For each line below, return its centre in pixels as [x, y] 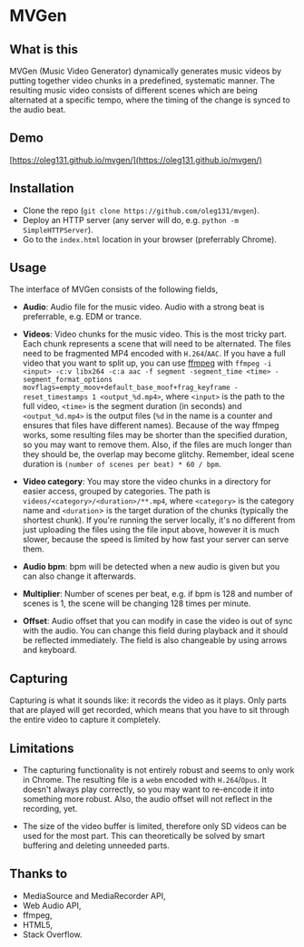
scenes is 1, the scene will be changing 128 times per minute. [137, 603]
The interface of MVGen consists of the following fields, [114, 289]
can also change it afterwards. [79, 576]
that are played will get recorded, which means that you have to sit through [149, 710]
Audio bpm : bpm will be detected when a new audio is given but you [151, 567]
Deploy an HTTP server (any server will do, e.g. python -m [130, 220]
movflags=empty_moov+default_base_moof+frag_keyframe [126, 388]
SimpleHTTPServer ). [58, 229]
